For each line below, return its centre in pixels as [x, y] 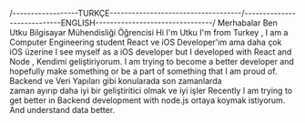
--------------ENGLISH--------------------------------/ [112, 23]
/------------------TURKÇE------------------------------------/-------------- [152, 13]
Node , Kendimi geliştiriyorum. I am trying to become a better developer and [152, 61]
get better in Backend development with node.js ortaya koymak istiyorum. [147, 100]
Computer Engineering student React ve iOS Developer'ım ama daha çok [146, 42]
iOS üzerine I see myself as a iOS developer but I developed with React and [151, 52]
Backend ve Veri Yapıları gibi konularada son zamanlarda [116, 81]
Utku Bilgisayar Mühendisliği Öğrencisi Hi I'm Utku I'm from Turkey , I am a [149, 32]
